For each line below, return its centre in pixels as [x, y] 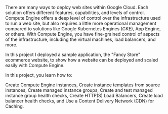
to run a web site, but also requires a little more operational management [81, 23]
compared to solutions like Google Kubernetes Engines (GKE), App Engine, [83, 29]
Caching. [15, 106]
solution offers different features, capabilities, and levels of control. [75, 13]
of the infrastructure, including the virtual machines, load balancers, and [80, 39]
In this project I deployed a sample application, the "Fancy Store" [73, 54]
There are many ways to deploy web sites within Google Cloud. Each [77, 7]
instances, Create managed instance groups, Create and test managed [79, 90]
